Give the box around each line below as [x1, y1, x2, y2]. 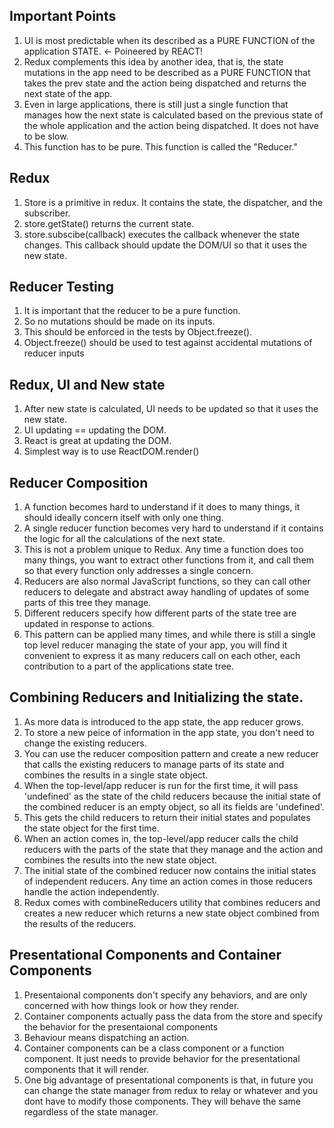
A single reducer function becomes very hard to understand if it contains [23, 522, 324, 534]
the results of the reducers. [23, 917, 137, 929]
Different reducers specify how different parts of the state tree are [23, 607, 297, 619]
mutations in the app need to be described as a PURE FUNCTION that [23, 66, 311, 78]
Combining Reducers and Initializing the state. [9, 689, 304, 706]
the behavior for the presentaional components [23, 1020, 219, 1033]
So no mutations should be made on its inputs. [23, 315, 216, 328]
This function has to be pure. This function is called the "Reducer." [23, 140, 298, 153]
